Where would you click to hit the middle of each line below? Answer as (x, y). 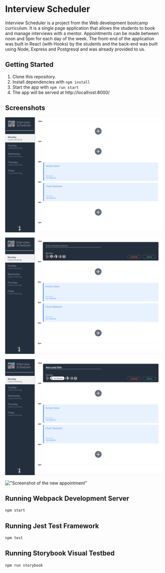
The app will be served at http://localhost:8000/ (61, 92)
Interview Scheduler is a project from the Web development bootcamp (77, 23)
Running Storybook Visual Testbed (60, 553)
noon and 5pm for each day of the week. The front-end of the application (80, 39)
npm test (14, 538)
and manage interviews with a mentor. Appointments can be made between (82, 33)
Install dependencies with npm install (51, 82)
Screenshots (25, 108)
